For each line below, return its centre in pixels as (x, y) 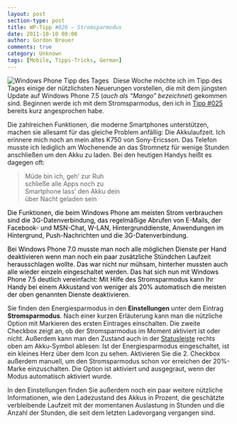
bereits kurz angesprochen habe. (56, 110)
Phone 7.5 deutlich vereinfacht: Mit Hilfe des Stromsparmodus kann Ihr (111, 279)
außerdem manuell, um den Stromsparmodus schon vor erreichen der (109, 361)
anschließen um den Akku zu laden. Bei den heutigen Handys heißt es (110, 154)
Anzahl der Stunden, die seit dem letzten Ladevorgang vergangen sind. (111, 413)
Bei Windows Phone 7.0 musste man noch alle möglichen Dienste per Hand (117, 249)
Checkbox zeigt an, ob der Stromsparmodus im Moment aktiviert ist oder (114, 331)
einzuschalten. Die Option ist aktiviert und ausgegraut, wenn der (121, 369)
